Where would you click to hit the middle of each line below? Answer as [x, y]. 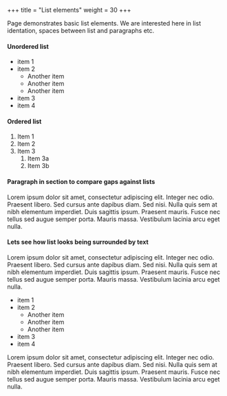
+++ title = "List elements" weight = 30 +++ [69, 10]
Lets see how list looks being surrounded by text [78, 242]
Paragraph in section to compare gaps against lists [81, 181]
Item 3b [38, 166]
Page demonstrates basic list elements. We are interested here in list [104, 23]
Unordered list [28, 46]
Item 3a [38, 158]
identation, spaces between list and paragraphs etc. [81, 31]
